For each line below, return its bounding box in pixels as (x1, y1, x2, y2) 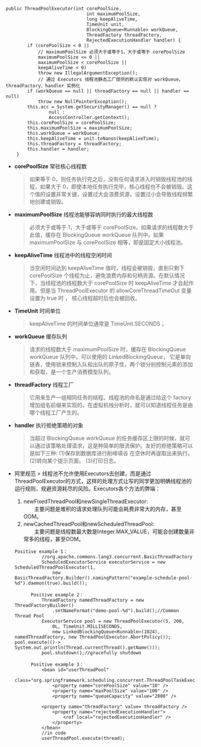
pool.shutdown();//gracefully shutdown (41, 650, 142, 656)
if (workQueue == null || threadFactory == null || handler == (27, 88, 189, 94)
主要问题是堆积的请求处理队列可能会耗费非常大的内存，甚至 (34, 505, 182, 512)
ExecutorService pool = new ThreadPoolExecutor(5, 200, (41, 618, 185, 624)
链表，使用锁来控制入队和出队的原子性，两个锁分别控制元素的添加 (29, 361, 193, 367)
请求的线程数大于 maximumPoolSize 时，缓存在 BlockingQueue (29, 346, 186, 352)
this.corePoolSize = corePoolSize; (27, 120, 117, 126)
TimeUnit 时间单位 (14, 307, 61, 314)
